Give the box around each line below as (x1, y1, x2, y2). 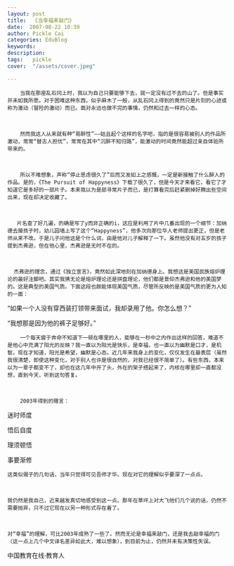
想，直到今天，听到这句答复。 (7, 371, 81, 379)
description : (7, 50, 46, 57)
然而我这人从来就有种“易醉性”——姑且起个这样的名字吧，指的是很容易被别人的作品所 (20, 130, 226, 137)
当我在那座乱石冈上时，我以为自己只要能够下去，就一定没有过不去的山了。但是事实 (20, 89, 224, 96)
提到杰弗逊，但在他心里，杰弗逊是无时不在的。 (7, 242, 123, 249)
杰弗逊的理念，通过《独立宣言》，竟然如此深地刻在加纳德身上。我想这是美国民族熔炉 (13, 268, 221, 275)
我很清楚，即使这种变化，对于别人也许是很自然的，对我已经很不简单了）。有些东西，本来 (7, 356, 225, 363)
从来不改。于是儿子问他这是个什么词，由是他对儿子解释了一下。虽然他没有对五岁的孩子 (12, 234, 227, 241)
